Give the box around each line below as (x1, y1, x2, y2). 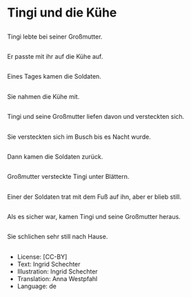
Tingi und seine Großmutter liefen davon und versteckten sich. (7, 113, 185, 121)
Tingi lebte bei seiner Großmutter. (7, 32, 103, 41)
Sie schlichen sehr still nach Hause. (7, 233, 108, 241)
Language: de (17, 282, 57, 290)
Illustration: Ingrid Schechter (17, 267, 98, 276)
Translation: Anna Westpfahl (17, 274, 98, 282)
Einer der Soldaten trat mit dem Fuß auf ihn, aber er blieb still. (7, 192, 181, 201)
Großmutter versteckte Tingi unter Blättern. (7, 173, 130, 181)
